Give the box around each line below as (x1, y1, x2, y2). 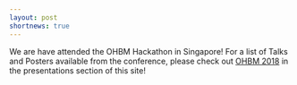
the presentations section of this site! (9, 64, 146, 76)
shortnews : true (9, 21, 70, 30)
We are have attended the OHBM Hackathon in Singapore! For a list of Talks (9, 46, 288, 56)
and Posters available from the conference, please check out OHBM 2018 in (9, 55, 289, 66)
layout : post (9, 13, 58, 22)
